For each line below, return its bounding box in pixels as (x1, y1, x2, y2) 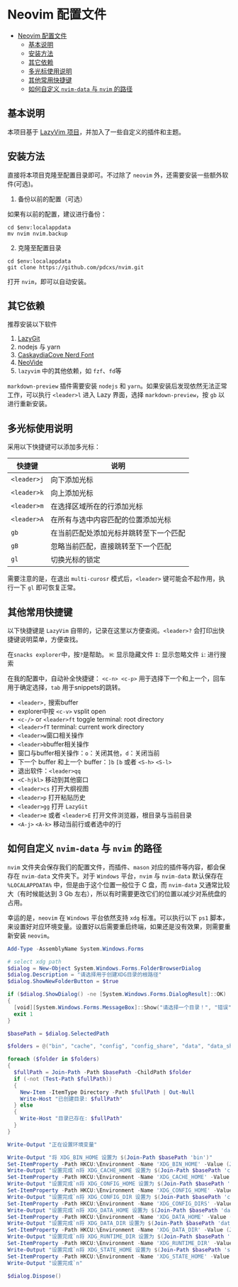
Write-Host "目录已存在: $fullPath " (20, 1115, 123, 1122)
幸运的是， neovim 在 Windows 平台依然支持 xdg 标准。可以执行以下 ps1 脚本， (7, 913, 229, 922)
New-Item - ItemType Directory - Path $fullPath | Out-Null (20, 1088, 195, 1096)
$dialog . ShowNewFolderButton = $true (7, 978, 119, 985)
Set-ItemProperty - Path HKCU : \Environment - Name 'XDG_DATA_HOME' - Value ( (7, 1213, 233, 1220)
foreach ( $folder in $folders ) (7, 1055, 100, 1063)
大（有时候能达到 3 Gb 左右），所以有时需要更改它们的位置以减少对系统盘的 (7, 889, 227, 898)
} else (13, 1102, 33, 1109)
